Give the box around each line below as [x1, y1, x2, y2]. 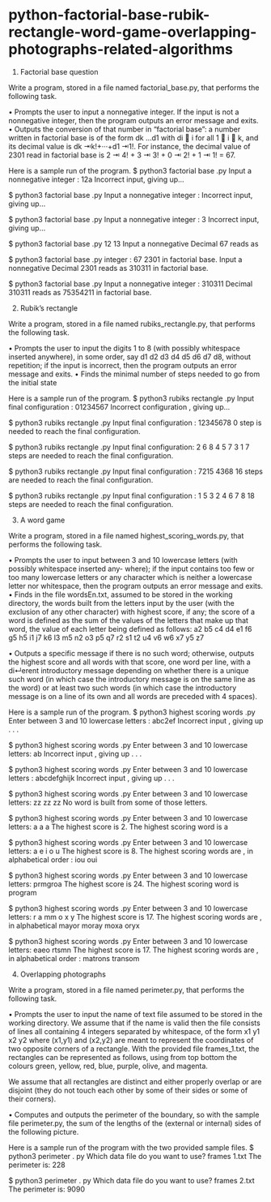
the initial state [8, 377, 57, 387]
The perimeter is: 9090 [8, 1184, 85, 1194]
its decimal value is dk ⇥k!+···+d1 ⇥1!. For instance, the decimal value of [8, 141, 251, 151]
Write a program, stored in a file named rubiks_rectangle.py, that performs [8, 319, 256, 328]
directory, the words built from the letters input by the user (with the [8, 598, 235, 607]
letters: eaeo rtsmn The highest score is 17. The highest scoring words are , [8, 945, 259, 955]
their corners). [8, 1093, 57, 1104]
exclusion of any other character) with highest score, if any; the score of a [8, 607, 256, 616]
